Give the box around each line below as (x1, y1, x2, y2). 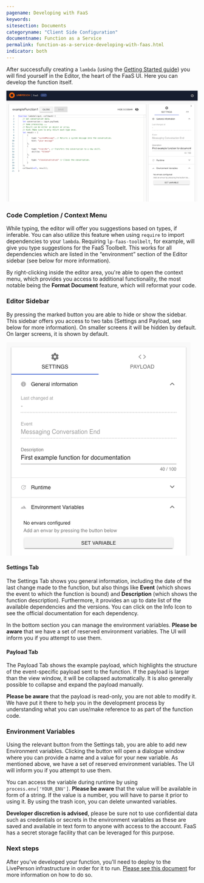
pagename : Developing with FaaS (6, 10, 88, 16)
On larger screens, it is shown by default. (6, 330, 109, 337)
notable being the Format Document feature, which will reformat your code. (6, 282, 197, 289)
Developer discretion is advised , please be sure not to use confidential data (6, 810, 198, 817)
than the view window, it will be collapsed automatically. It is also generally (6, 675, 193, 682)
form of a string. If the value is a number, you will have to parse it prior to (6, 791, 188, 799)
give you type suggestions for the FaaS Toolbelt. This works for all (6, 244, 172, 251)
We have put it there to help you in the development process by (6, 699, 165, 707)
